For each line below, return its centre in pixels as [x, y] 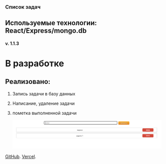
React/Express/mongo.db [46, 31]
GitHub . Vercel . [21, 157]
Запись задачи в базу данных [44, 93]
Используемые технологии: [51, 23]
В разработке [35, 64]
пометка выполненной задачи [44, 113]
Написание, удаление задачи [43, 103]
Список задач [23, 7]
